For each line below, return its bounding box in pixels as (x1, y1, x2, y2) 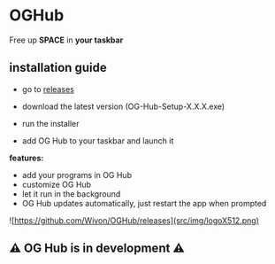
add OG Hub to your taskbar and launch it (21, 135, 174, 146)
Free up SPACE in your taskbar (9, 35, 124, 45)
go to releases (21, 83, 75, 94)
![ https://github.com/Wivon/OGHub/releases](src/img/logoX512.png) (9, 214, 259, 226)
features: (9, 152, 44, 163)
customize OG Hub (21, 179, 91, 190)
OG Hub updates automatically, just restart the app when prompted (21, 198, 267, 208)
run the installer (21, 118, 80, 128)
